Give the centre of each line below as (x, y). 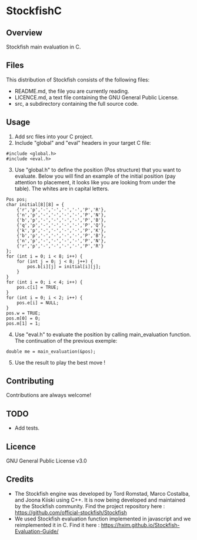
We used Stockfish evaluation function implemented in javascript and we (103, 519)
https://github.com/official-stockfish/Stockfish (71, 512)
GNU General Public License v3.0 (46, 461)
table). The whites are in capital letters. (62, 188)
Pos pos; (17, 199)
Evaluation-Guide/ (36, 531)
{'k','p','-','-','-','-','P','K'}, (62, 230)
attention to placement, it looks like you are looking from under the (95, 182)
